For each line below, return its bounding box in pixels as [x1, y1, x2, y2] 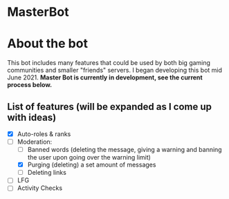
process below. [7, 81, 53, 89]
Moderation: [17, 138, 53, 146]
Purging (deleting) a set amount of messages [27, 160, 156, 169]
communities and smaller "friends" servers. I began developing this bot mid [7, 66, 223, 75]
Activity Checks [17, 184, 63, 192]
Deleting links [27, 169, 67, 177]
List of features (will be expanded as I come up [7, 101, 212, 113]
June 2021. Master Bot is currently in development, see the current [7, 73, 203, 82]
